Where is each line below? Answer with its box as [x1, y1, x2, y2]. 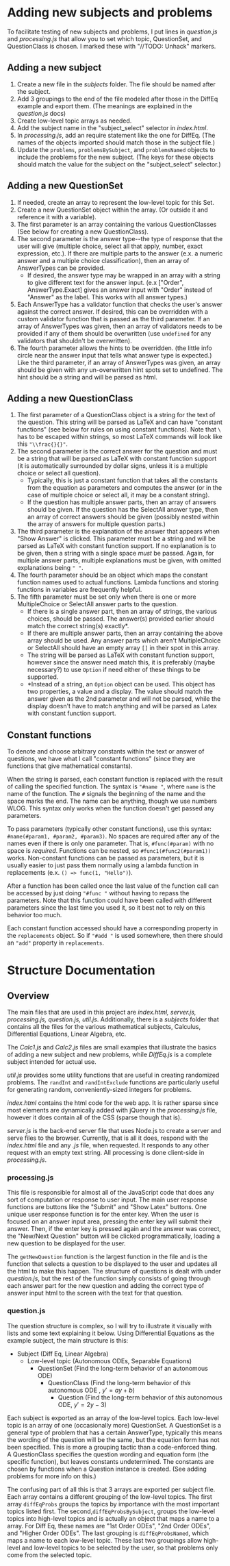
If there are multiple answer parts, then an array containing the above [27, 629, 223, 638]
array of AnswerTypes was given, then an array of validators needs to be [16, 322, 222, 330]
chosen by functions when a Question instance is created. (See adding [7, 1465, 207, 1473]
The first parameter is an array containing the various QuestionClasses [16, 220, 217, 228]
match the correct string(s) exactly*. [27, 622, 129, 630]
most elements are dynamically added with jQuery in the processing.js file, [7, 1106, 218, 1115]
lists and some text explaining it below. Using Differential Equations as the [7, 1329, 215, 1337]
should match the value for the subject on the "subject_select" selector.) [16, 160, 221, 169]
